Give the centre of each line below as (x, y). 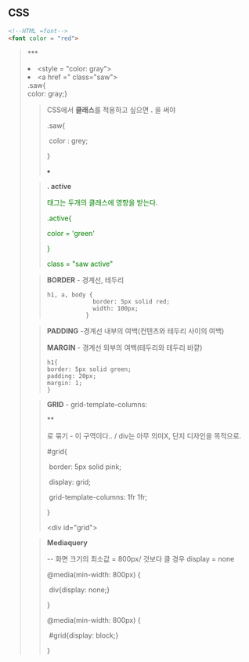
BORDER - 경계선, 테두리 (85, 280)
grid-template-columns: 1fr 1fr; (98, 497)
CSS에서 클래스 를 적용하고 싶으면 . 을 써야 (111, 110)
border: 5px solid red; (132, 301)
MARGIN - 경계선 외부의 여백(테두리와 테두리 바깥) (125, 347)
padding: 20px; (71, 376)
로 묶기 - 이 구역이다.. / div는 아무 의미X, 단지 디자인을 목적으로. (144, 435)
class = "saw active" (80, 264)
